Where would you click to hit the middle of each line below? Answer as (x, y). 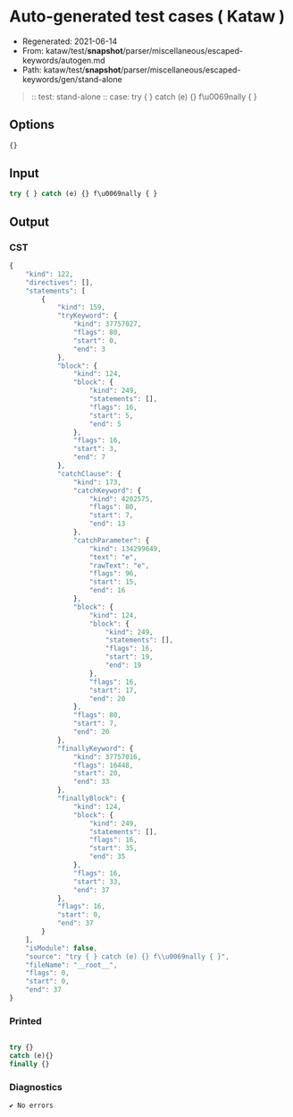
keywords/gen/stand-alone (72, 79)
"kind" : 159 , (81, 307)
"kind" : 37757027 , (107, 324)
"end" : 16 (107, 591)
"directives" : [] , (59, 282)
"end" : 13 (107, 524)
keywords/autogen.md (63, 60)
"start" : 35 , (113, 848)
